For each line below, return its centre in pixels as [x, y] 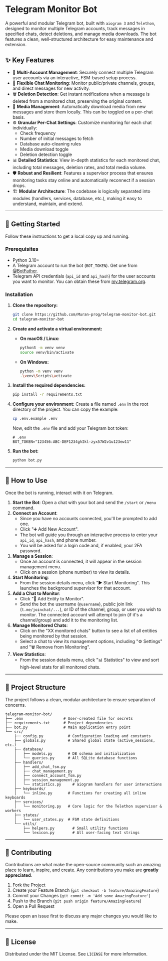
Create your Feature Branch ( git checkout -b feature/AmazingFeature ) [86, 890]
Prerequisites [22, 249]
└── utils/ [25, 824]
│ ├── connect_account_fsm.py [48, 775]
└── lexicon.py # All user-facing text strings [81, 833]
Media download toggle [44, 149]
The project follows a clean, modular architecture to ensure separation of [80, 699]
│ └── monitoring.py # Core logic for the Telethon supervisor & [88, 806]
